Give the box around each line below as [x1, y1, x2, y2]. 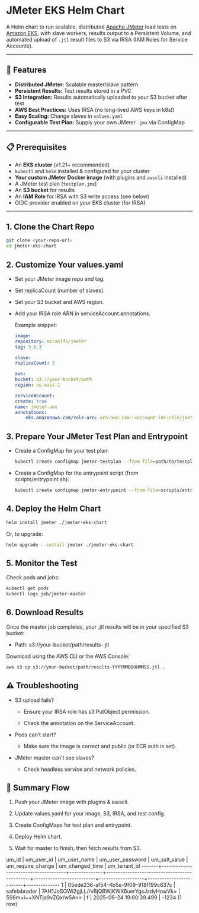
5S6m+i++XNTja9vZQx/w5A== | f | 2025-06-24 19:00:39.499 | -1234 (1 [6, 894, 182, 901]
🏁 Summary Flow [6, 783, 70, 793]
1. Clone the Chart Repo [6, 221, 95, 232]
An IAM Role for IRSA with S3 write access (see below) [14, 193, 150, 200]
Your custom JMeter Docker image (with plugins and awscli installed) [14, 174, 187, 181]
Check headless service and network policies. [23, 765, 136, 773]
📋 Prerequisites [6, 142, 67, 152]
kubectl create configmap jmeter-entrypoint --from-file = [14, 487, 161, 493]
